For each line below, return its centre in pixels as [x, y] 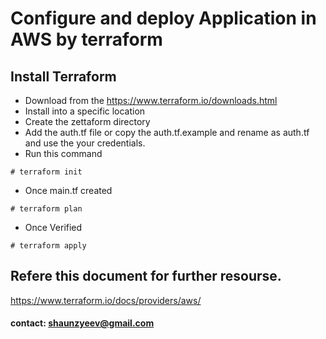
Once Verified [53, 227]
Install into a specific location [85, 111]
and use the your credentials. [85, 143]
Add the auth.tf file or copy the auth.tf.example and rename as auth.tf [167, 132]
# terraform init [46, 172]
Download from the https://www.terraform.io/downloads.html [151, 100]
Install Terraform [63, 76]
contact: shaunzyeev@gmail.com [82, 323]
